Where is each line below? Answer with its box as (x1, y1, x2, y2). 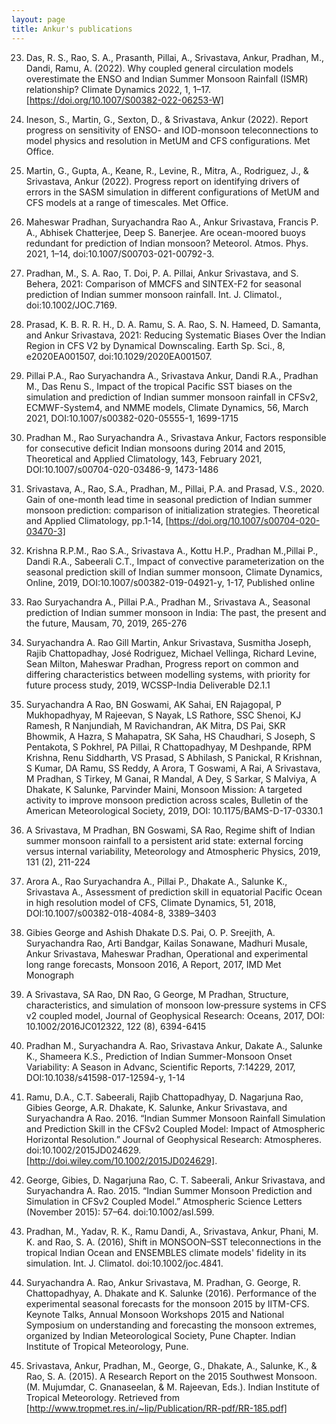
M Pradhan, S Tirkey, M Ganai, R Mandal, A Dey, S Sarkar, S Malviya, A (25, 772, 318, 785)
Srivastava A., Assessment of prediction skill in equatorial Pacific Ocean (25, 886, 323, 898)
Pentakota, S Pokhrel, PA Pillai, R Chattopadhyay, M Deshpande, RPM (25, 741, 312, 753)
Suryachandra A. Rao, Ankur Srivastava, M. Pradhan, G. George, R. (25, 1276, 301, 1288)
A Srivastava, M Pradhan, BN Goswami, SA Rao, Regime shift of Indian (25, 824, 316, 836)
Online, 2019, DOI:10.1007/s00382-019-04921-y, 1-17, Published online (25, 576, 316, 588)
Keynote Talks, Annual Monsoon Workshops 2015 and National (25, 1308, 285, 1320)
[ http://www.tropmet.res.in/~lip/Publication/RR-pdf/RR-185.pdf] (25, 1402, 288, 1414)
